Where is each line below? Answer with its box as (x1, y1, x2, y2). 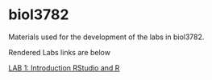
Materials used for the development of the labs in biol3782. (8, 32, 205, 42)
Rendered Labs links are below (8, 47, 111, 57)
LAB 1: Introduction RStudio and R (8, 62, 120, 73)
